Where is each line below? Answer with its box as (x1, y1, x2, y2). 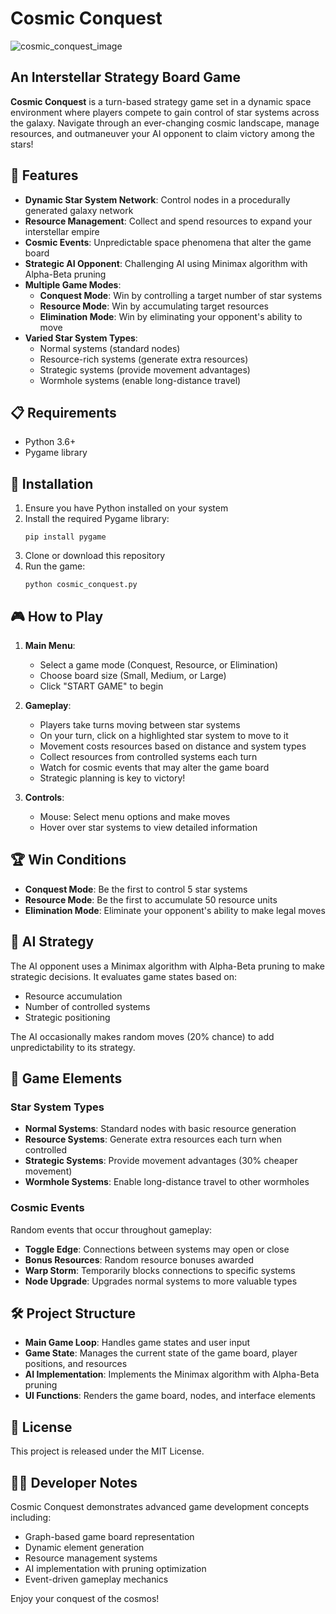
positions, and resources (24, 1358, 128, 1370)
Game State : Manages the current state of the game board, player (24, 1347, 298, 1359)
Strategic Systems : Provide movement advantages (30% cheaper (24, 1155, 298, 1167)
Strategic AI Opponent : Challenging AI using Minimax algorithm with (24, 257, 308, 269)
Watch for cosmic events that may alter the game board (39, 762, 270, 773)
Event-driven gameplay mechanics (24, 1573, 169, 1586)
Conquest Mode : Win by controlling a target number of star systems (39, 289, 323, 301)
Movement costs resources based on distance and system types (39, 740, 307, 752)
